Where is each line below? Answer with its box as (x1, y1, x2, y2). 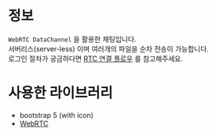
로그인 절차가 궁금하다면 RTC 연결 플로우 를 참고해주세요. (8, 54, 183, 63)
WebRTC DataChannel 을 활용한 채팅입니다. (8, 34, 137, 44)
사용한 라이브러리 (8, 84, 113, 102)
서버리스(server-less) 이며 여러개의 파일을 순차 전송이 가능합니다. (8, 44, 210, 53)
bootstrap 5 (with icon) (19, 110, 94, 119)
